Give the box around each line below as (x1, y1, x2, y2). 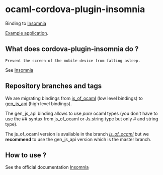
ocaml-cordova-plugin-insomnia (5, 4, 145, 15)
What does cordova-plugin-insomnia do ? (5, 45, 139, 54)
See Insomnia (5, 67, 34, 73)
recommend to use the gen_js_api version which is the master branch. (5, 136, 152, 142)
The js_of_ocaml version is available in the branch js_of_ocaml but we (5, 130, 149, 137)
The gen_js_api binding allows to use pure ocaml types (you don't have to (5, 110, 158, 116)
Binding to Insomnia (5, 20, 46, 26)
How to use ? (5, 151, 47, 159)
